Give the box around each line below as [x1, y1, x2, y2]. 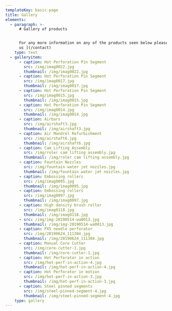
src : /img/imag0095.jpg [24, 179, 74, 184]
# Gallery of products [18, 27, 68, 32]
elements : [5, 17, 27, 22]
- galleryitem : [10, 54, 42, 60]
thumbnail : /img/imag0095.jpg [24, 183, 88, 189]
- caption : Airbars [18, 116, 60, 122]
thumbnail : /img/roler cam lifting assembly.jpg [24, 155, 130, 160]
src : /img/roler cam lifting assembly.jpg [24, 150, 116, 156]
